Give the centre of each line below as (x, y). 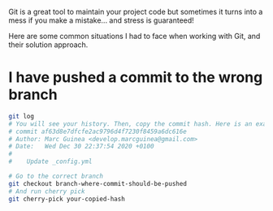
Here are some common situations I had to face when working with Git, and (134, 36)
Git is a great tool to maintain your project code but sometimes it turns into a (136, 12)
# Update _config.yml (50, 161)
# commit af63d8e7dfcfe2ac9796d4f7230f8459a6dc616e (97, 131)
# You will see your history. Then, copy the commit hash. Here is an (130, 124)
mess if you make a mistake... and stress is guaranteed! (102, 20)
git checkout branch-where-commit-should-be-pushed (97, 183)
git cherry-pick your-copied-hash (67, 199)
